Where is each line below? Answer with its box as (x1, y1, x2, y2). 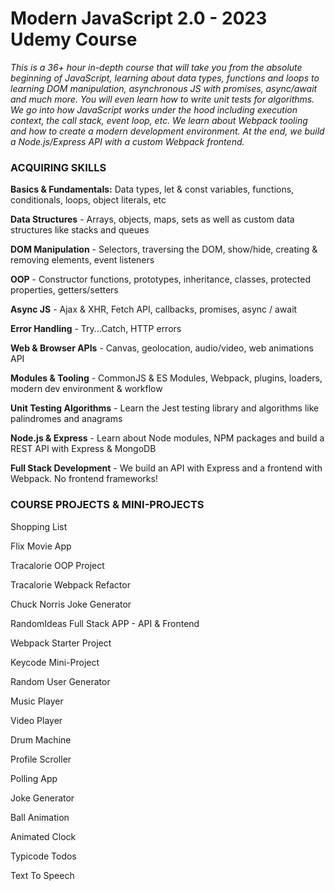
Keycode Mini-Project (10, 656, 100, 668)
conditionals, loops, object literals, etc (10, 194, 167, 206)
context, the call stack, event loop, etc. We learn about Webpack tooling (10, 114, 308, 126)
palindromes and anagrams (10, 413, 123, 425)
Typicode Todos (10, 850, 77, 862)
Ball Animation (10, 811, 70, 823)
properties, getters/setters (10, 284, 119, 296)
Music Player (10, 695, 64, 707)
